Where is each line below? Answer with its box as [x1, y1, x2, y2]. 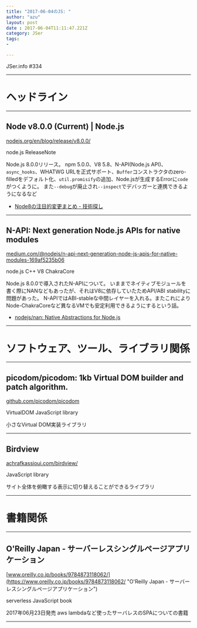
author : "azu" [6, 14, 41, 20]
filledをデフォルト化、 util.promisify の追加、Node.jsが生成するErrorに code [6, 175, 189, 182]
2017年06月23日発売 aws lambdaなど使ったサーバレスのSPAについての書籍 [6, 609, 189, 616]
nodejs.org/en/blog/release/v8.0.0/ [6, 137, 91, 144]
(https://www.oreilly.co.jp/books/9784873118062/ [6, 577, 126, 585]
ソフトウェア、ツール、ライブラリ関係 [6, 342, 191, 355]
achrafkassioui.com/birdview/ [6, 460, 78, 466]
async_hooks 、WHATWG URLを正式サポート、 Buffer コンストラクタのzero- [6, 168, 186, 175]
